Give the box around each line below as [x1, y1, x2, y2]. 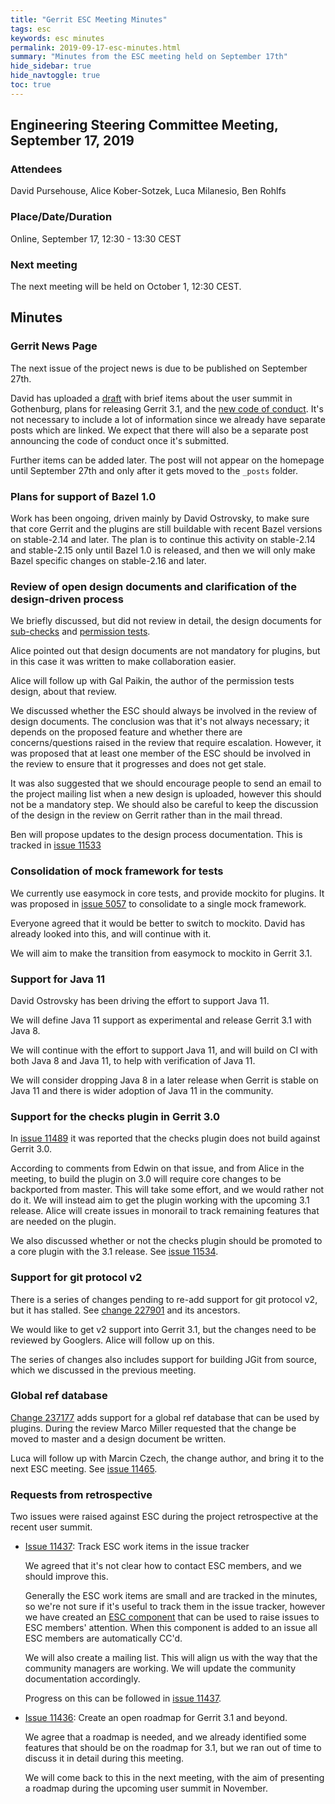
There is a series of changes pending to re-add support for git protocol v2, [10, 1293, 318, 1305]
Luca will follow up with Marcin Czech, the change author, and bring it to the [10, 1452, 325, 1464]
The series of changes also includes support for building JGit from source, [10, 1353, 318, 1365]
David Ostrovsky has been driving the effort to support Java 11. [10, 994, 270, 1006]
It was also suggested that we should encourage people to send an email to [10, 777, 322, 790]
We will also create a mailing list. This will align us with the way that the [24, 1652, 318, 1664]
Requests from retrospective [10, 1487, 153, 1501]
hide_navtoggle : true [10, 71, 101, 81]
